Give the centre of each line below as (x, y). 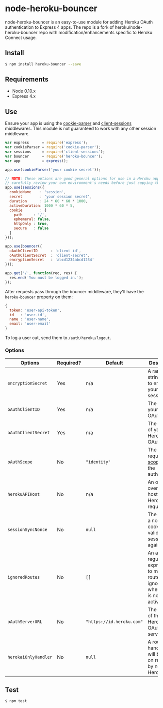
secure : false (31, 228)
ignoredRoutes (24, 577)
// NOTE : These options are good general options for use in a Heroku (78, 179)
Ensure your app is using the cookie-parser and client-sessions (68, 123)
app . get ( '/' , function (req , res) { (41, 273)
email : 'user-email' (30, 324)
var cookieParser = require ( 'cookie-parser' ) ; (53, 147)
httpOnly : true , (31, 224)
